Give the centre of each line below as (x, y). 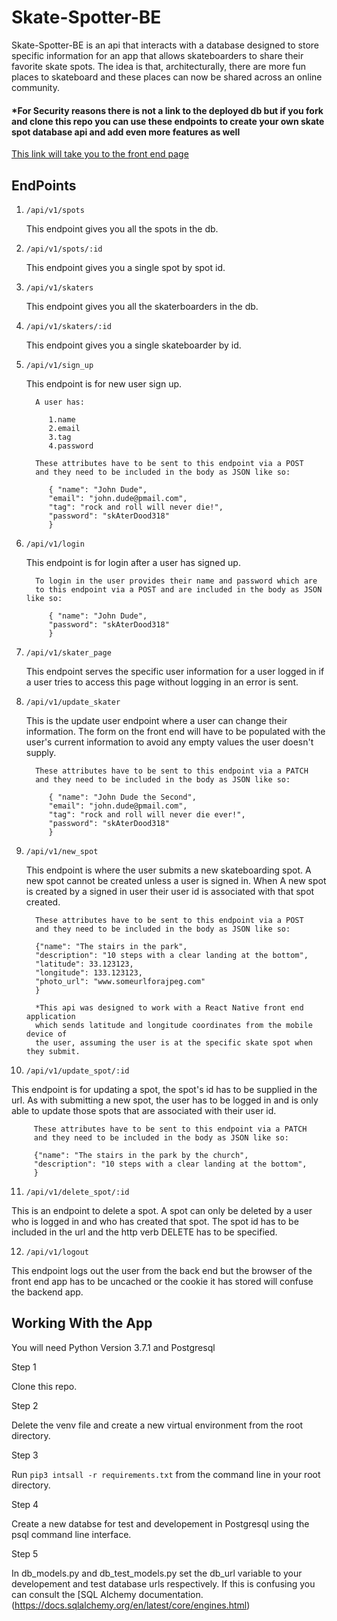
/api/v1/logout (57, 1252)
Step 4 (25, 1504)
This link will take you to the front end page (100, 154)
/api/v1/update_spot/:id (77, 1071)
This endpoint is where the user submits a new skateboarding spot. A (168, 870)
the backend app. (47, 1292)
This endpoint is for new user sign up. (104, 383)
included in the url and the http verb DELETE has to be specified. (144, 1232)
